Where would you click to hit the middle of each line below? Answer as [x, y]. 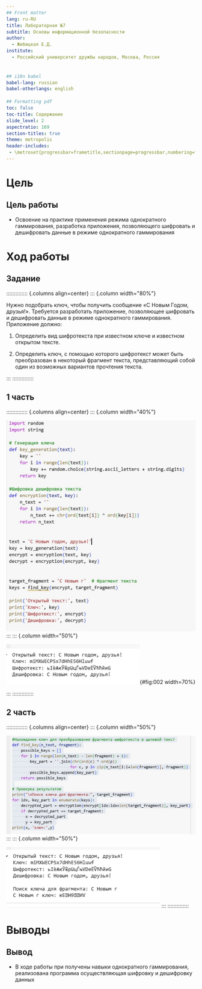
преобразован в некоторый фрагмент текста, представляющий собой [105, 360]
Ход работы [38, 257]
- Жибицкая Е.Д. [32, 45]
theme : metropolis [29, 140]
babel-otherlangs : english [40, 89]
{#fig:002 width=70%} [168, 682]
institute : [20, 51]
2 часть [21, 712]
